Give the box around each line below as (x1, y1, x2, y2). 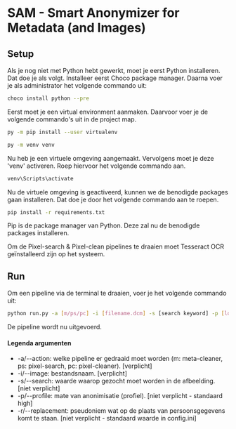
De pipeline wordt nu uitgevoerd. (7, 323, 102, 331)
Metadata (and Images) (7, 20, 146, 36)
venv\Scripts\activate (7, 175, 74, 182)
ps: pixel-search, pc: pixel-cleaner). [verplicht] (17, 362, 152, 370)
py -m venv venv (7, 141, 55, 148)
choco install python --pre (7, 95, 90, 102)
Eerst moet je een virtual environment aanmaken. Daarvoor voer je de (7, 107, 209, 116)
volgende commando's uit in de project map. (7, 114, 137, 124)
